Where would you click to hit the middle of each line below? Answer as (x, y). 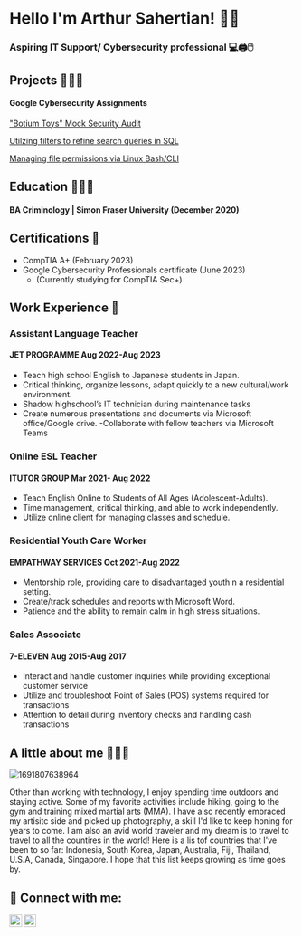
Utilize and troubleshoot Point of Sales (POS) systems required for (146, 695)
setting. (37, 592)
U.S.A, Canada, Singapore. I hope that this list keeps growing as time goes (148, 860)
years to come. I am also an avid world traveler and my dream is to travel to (149, 831)
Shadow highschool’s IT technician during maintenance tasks (137, 404)
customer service (55, 686)
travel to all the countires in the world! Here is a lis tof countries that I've (143, 840)
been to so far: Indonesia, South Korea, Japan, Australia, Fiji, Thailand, (140, 850)
